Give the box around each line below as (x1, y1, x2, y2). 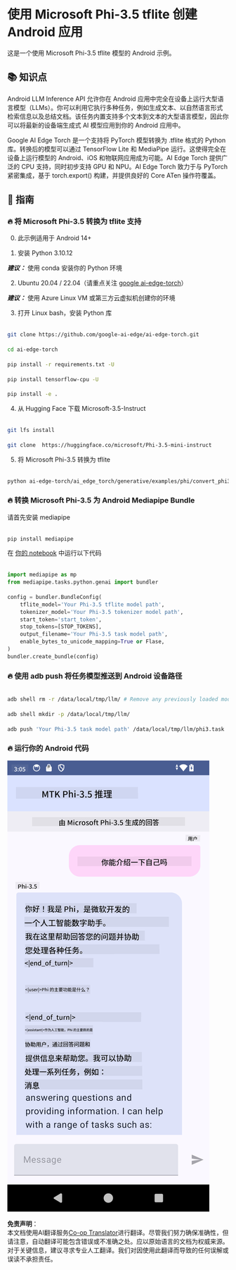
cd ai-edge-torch (7, 346, 58, 353)
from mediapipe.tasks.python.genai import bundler (7, 579, 159, 586)
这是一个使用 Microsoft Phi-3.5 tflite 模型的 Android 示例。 (7, 49, 176, 57)
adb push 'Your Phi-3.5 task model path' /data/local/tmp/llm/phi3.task (7, 725, 225, 733)
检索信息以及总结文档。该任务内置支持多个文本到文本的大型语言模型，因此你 (7, 112, 229, 121)
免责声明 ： (7, 1219, 39, 1228)
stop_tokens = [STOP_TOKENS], (20, 623, 102, 631)
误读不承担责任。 (7, 1254, 57, 1263)
